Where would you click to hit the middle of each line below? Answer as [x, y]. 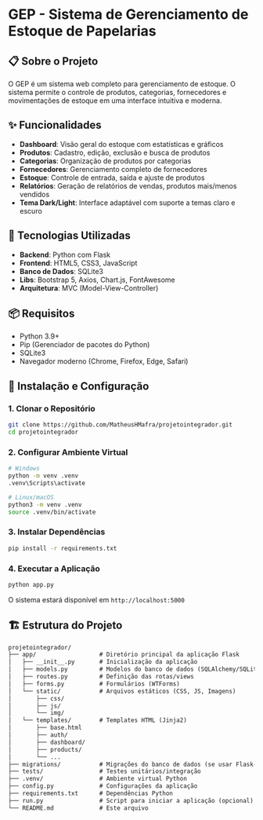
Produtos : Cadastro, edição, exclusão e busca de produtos [115, 152]
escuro [31, 210]
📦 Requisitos [41, 314]
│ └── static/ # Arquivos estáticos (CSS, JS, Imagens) [122, 691]
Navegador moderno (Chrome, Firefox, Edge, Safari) [104, 361]
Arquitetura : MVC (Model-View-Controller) [89, 287]
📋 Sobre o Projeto [53, 61]
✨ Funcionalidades [55, 125]
